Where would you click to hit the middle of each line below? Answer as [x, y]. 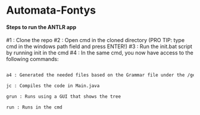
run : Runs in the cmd [34, 107]
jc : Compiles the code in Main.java [53, 86]
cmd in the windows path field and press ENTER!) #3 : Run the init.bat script [99, 47]
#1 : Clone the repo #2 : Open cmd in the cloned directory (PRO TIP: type [96, 40]
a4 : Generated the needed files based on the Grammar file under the [96, 75]
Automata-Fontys [51, 10]
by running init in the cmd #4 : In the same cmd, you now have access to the [100, 53]
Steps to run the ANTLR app [41, 27]
